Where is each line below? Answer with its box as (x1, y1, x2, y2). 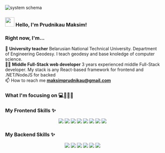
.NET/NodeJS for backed (5, 72, 56, 78)
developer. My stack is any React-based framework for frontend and (5, 67, 144, 73)
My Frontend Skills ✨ (5, 107, 56, 114)
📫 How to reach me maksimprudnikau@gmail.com (5, 77, 111, 83)
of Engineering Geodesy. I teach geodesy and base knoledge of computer (5, 51, 155, 57)
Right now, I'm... (5, 35, 45, 41)
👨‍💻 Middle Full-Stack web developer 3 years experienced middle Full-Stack (5, 62, 160, 68)
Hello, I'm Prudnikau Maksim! (15, 21, 87, 28)
